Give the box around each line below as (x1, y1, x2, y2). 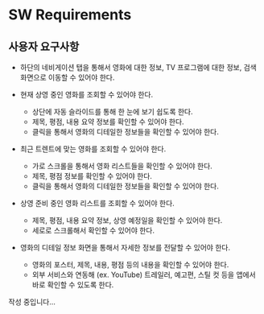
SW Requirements (8, 6, 132, 24)
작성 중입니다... (8, 297, 56, 307)
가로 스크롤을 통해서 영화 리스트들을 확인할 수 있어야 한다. (31, 161, 213, 171)
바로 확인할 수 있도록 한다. (31, 280, 114, 289)
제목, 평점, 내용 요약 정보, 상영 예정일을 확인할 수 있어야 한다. (31, 216, 223, 225)
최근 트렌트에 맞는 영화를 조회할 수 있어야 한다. (19, 144, 167, 154)
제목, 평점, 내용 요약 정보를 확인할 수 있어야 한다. (31, 117, 184, 126)
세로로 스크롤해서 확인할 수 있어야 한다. (31, 225, 155, 235)
